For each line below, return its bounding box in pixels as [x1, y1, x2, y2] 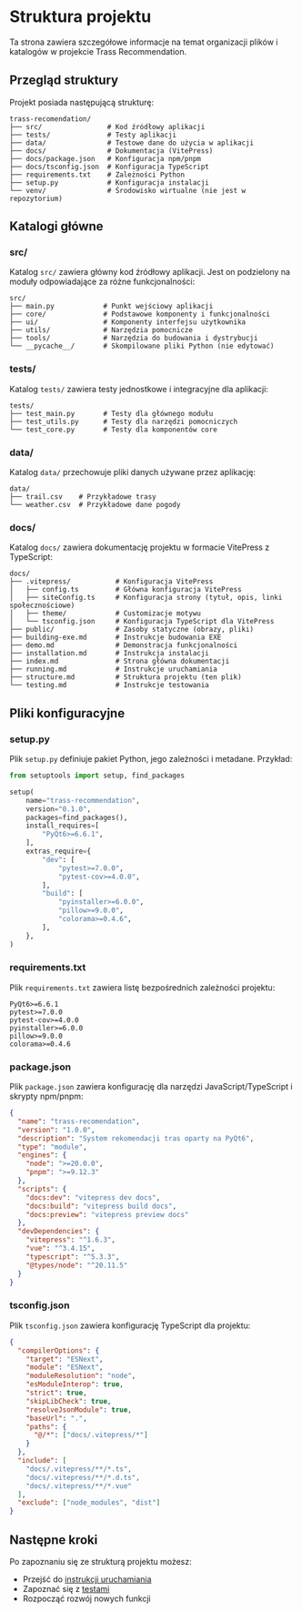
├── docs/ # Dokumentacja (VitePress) [9, 146, 214, 156]
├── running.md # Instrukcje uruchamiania [9, 664, 218, 675]
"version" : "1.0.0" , [17, 1125, 96, 1134]
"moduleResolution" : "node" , [25, 1372, 136, 1381]
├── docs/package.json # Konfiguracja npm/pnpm [9, 154, 202, 163]
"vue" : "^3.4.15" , [25, 1244, 96, 1253]
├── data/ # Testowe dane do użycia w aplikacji [9, 138, 255, 147]
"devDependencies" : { [17, 1227, 100, 1236]
